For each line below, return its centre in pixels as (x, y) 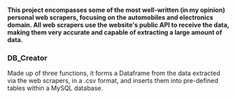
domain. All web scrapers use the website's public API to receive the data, (118, 25)
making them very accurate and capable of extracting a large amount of (115, 32)
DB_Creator (28, 58)
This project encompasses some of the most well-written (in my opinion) (116, 10)
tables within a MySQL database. (55, 88)
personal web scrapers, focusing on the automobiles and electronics (110, 17)
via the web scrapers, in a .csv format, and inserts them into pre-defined (113, 80)
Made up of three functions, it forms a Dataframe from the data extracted (114, 73)
